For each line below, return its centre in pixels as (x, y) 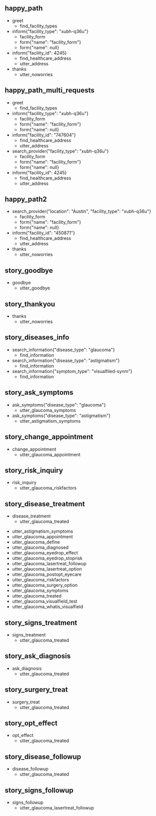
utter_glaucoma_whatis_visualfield (48, 607)
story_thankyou (30, 304)
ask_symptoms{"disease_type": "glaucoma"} (59, 404)
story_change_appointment (49, 437)
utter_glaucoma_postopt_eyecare (47, 574)
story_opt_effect (31, 723)
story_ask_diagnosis (38, 656)
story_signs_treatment (41, 623)
